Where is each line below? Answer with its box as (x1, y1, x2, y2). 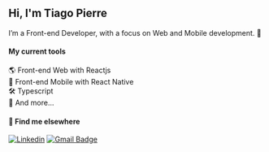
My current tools (8, 46, 67, 56)
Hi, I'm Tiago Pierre (8, 7, 107, 20)
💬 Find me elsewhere (8, 116, 80, 126)
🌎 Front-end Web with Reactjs (8, 65, 111, 76)
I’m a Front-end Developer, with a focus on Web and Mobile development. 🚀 (8, 28, 262, 37)
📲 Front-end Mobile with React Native (8, 77, 134, 87)
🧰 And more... (8, 98, 54, 108)
